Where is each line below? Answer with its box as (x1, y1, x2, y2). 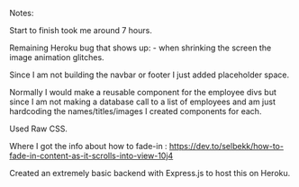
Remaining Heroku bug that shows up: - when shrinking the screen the (9, 42, 272, 53)
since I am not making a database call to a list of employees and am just (9, 96, 276, 107)
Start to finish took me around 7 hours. (9, 25, 153, 35)
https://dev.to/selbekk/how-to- (169, 141, 284, 151)
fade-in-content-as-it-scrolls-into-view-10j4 (9, 150, 174, 161)
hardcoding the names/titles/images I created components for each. (9, 106, 262, 116)
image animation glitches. (9, 52, 105, 62)
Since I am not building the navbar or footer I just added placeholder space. (9, 69, 290, 80)
